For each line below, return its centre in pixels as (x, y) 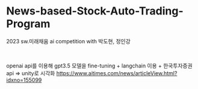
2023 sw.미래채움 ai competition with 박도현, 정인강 (68, 41)
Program (28, 24)
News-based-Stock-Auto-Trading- (95, 11)
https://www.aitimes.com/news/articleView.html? (117, 73)
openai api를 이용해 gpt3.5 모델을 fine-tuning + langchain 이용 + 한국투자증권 (99, 66)
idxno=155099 (24, 80)
